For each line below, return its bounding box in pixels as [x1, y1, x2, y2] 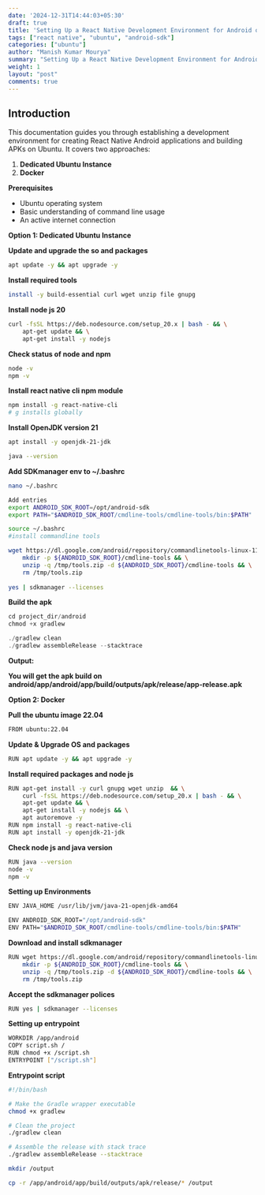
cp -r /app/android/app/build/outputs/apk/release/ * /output [8, 1178, 214, 1187]
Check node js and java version [8, 842, 113, 852]
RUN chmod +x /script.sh [8, 1049, 90, 1057]
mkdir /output [8, 1165, 55, 1173]
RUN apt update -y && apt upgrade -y [8, 755, 132, 763]
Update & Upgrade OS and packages [8, 739, 130, 749]
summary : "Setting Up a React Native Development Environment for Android [8, 56, 259, 64]
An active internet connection [19, 215, 116, 225]
